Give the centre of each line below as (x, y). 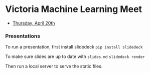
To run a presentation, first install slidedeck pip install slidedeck (74, 47)
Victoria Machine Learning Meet (73, 9)
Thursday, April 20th (34, 23)
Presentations (23, 36)
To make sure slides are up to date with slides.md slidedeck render (75, 56)
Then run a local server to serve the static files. (54, 66)
